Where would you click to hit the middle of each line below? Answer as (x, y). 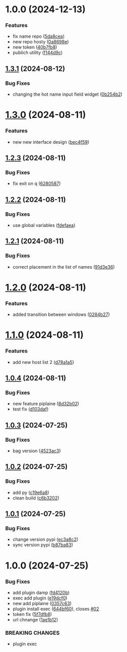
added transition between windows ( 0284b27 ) (61, 315)
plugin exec (25, 644)
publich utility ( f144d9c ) (38, 53)
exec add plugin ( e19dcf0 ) (40, 598)
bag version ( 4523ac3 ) (37, 451)
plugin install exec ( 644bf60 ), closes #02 (56, 609)
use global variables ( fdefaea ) (44, 225)
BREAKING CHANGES (33, 633)
